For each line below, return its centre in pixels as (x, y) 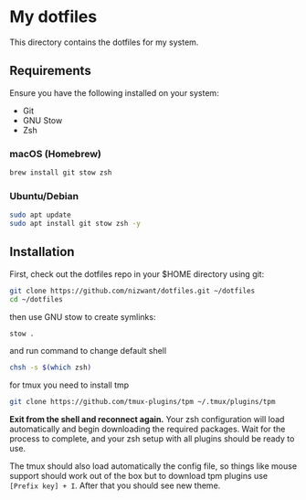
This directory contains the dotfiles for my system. (104, 42)
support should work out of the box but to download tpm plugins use (138, 476)
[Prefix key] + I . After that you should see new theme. (115, 485)
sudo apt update (40, 215)
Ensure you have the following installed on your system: (114, 92)
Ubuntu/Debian (44, 196)
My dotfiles (53, 17)
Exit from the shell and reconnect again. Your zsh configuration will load (147, 420)
